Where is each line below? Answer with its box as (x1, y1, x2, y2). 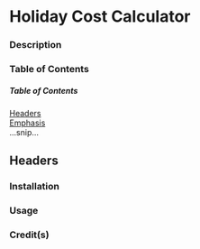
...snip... (9, 127, 39, 137)
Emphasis (9, 117, 46, 128)
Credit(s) (9, 228, 50, 241)
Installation (9, 180, 60, 193)
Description (9, 39, 62, 51)
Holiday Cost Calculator (9, 6, 191, 27)
